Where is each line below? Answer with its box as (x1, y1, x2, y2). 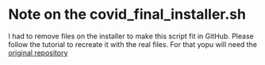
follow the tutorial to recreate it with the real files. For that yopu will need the (8, 39, 258, 49)
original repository (8, 48, 68, 57)
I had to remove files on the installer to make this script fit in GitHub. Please (8, 31, 254, 41)
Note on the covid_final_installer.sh (8, 5, 246, 23)
